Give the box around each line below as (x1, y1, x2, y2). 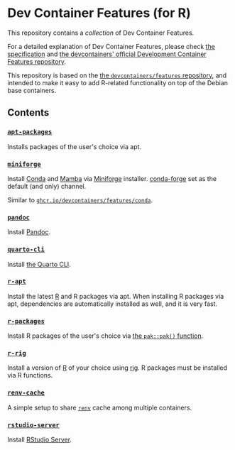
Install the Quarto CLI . (7, 260, 71, 268)
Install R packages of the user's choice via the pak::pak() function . (7, 331, 204, 340)
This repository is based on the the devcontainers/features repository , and (7, 71, 227, 79)
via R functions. (7, 371, 53, 380)
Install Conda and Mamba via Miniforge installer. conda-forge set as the (7, 174, 217, 182)
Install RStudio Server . (7, 435, 72, 444)
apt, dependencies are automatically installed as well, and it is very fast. (7, 300, 218, 308)
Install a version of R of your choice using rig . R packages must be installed (7, 363, 228, 372)
